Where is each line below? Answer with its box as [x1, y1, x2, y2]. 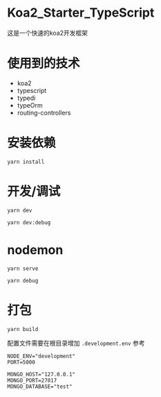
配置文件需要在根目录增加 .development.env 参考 [7, 339, 145, 347]
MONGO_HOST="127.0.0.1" [7, 371, 76, 378]
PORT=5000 [7, 359, 36, 366]
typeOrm [17, 101, 43, 109]
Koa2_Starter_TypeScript [7, 5, 155, 21]
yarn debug [7, 277, 39, 284]
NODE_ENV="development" [7, 353, 76, 360]
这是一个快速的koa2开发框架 [7, 28, 88, 37]
